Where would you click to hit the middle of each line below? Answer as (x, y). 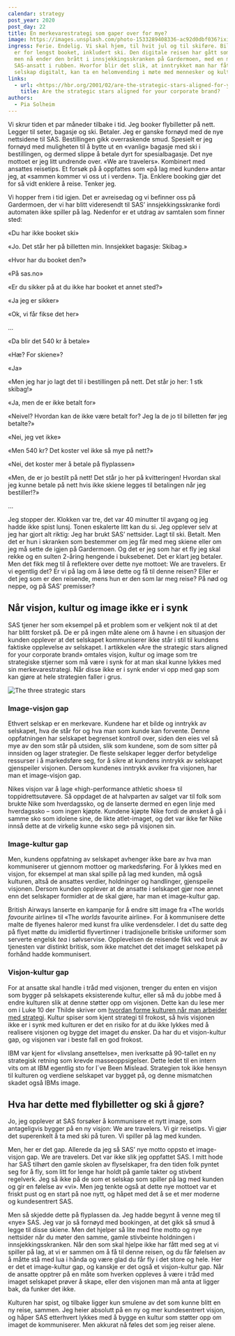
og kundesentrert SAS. (41, 1201)
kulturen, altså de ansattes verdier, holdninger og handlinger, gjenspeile (111, 881)
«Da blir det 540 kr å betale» (49, 341)
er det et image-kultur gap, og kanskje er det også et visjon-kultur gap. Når (116, 1267)
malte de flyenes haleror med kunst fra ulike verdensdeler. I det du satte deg (117, 924)
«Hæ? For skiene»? (36, 354)
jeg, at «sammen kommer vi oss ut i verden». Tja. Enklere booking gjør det (115, 176)
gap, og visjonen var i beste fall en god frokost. (76, 1039)
